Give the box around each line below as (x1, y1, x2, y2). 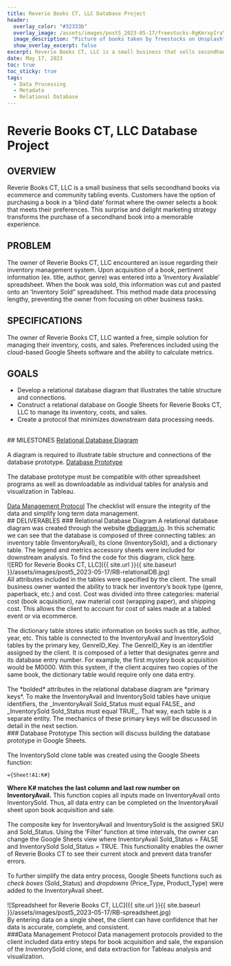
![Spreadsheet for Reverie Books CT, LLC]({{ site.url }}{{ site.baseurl (7, 901, 201, 909)
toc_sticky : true (7, 68, 57, 74)
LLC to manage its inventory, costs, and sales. (16, 408, 148, 416)
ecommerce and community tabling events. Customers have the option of (7, 191, 216, 199)
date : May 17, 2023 (7, 55, 63, 62)
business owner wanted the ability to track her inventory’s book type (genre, (7, 583, 223, 591)
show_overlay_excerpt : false (13, 42, 97, 49)
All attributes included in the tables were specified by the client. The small (7, 575, 217, 583)
